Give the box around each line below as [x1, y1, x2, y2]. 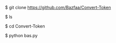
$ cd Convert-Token [5, 23, 45, 29]
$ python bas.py [5, 33, 38, 38]
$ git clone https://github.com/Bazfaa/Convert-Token [5, 5, 111, 10]
